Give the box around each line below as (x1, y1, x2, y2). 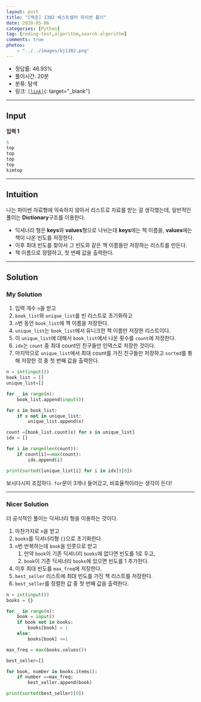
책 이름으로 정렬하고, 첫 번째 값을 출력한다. (14, 249, 114, 256)
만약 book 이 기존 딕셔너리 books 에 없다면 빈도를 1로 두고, (23, 550, 156, 557)
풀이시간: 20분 (14, 73, 49, 80)
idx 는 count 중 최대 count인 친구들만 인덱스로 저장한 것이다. (14, 342, 156, 350)
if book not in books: (17, 619, 74, 625)
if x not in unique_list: (17, 413, 82, 419)
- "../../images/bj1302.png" (17, 48, 90, 54)
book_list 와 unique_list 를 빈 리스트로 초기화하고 (14, 312, 133, 320)
